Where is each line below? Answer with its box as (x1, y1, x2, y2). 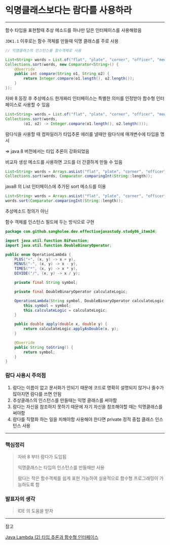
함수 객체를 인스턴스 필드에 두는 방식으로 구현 (5, 219, 95, 225)
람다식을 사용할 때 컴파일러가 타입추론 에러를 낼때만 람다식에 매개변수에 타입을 (5, 131, 159, 137)
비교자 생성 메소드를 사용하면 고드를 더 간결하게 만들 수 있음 (5, 159, 123, 165)
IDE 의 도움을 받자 (17, 508, 54, 514)
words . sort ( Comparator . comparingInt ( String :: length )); (5, 198, 123, 203)
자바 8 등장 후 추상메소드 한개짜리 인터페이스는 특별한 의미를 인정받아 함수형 (5, 95, 155, 101)
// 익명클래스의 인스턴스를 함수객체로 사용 (5, 48, 81, 53)
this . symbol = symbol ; (23, 303, 71, 308)
